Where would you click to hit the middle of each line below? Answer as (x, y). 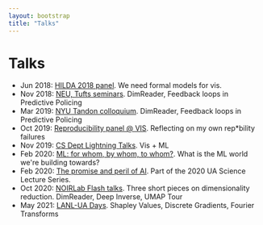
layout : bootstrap (39, 16)
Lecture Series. (45, 180)
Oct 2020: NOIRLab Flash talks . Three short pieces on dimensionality (135, 188)
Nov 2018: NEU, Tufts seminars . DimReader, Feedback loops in (124, 94)
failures (33, 137)
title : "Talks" (34, 23)
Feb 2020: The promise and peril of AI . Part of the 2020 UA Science (133, 171)
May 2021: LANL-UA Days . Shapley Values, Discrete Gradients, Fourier (137, 206)
